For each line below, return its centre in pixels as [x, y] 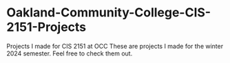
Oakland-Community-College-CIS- [109, 13]
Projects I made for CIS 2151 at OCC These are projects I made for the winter [115, 46]
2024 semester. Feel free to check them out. [70, 53]
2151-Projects [46, 27]
